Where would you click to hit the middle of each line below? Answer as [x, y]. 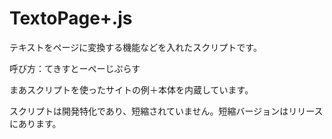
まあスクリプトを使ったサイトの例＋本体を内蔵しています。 [131, 89]
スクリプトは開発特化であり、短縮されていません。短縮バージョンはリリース [166, 111]
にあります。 [35, 123]
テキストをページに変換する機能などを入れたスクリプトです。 [135, 47]
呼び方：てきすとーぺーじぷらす [75, 68]
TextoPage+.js [71, 18]
